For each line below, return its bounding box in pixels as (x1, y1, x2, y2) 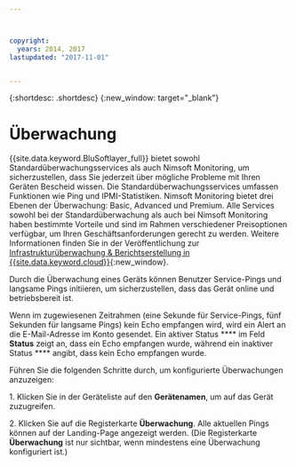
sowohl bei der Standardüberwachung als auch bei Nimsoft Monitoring (9, 209, 268, 220)
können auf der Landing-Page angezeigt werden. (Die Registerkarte (9, 428, 258, 438)
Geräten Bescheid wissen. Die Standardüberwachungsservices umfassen (9, 181, 278, 192)
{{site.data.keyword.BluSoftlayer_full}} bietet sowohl (9, 153, 200, 164)
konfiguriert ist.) (9, 446, 68, 457)
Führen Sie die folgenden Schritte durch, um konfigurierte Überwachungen (9, 365, 284, 375)
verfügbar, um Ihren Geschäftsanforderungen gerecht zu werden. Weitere (9, 228, 280, 240)
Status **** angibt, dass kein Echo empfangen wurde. (9, 348, 207, 359)
